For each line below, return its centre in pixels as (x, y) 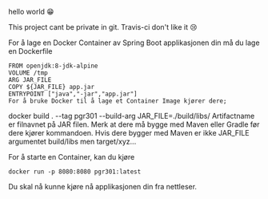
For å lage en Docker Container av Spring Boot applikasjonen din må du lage (134, 43)
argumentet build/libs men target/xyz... (72, 141)
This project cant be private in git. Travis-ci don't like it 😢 (103, 27)
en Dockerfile (31, 51)
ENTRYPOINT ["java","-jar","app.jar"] (73, 94)
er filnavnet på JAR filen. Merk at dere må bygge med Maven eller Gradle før (134, 124)
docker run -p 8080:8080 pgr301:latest (75, 172)
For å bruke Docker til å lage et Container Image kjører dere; (118, 101)
